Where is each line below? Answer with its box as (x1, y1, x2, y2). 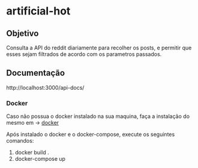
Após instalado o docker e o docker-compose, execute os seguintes (6, 131, 175, 138)
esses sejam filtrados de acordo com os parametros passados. (6, 51, 162, 58)
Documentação (6, 68, 65, 78)
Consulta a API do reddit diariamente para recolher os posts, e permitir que (6, 44, 192, 51)
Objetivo (6, 28, 39, 39)
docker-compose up (14, 155, 66, 163)
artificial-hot (6, 4, 71, 18)
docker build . (14, 149, 49, 156)
